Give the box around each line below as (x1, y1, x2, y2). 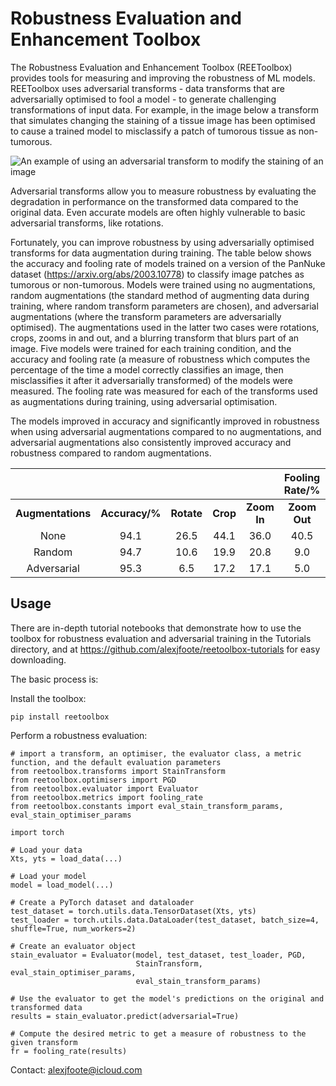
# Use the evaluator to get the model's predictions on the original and (10, 993, 325, 1004)
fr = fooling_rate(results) (10, 1046, 128, 1056)
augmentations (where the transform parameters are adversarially (10, 310, 282, 322)
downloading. (10, 653, 67, 666)
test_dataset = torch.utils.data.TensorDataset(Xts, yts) (10, 906, 257, 916)
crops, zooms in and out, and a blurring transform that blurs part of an (10, 332, 300, 344)
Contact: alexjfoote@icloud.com (10, 1063, 143, 1076)
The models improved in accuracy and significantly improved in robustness (10, 415, 320, 427)
